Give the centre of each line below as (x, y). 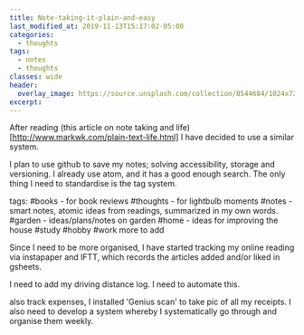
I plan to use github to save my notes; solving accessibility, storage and (142, 165)
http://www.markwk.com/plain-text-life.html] (95, 138)
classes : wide (36, 77)
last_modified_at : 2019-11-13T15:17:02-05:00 (96, 26)
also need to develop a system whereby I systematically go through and (143, 311)
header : (24, 85)
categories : (32, 34)
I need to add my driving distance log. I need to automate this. (125, 284)
